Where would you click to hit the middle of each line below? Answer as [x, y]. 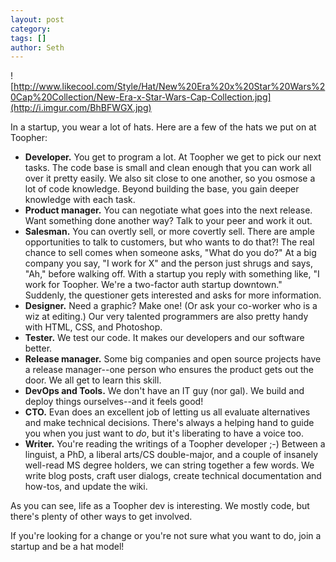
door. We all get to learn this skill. [93, 380]
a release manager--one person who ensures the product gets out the [169, 370]
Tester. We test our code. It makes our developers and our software [164, 338]
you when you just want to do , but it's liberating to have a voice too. [164, 433]
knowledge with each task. [80, 200]
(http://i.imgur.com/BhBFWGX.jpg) [81, 108]
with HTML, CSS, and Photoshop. [93, 327]
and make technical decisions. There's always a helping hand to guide [169, 423]
